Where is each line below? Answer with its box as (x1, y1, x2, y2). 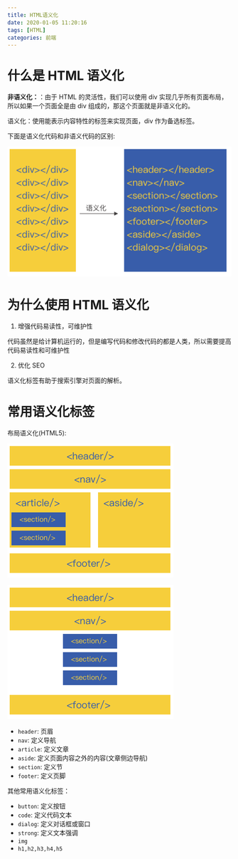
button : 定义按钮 (17, 801, 66, 810)
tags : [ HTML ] (7, 26, 46, 33)
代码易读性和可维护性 (7, 345, 70, 354)
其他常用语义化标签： (7, 786, 70, 795)
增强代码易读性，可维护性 (17, 321, 93, 330)
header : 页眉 (17, 727, 53, 735)
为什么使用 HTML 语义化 (7, 297, 149, 313)
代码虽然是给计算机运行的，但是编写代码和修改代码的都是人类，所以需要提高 (7, 337, 232, 345)
